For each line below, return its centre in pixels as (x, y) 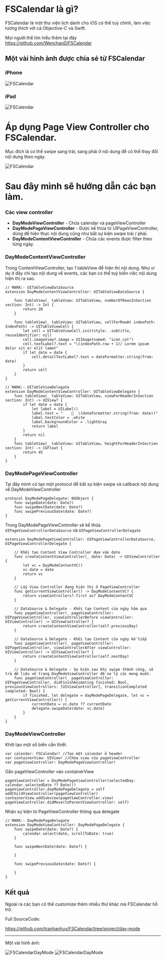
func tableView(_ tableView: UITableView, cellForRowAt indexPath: (85, 322)
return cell (35, 370)
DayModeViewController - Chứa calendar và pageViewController (79, 223)
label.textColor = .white (58, 417)
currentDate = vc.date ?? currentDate (71, 704)
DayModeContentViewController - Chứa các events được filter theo (82, 239)
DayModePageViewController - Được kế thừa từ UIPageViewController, (85, 228)
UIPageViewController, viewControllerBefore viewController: (69, 617)
